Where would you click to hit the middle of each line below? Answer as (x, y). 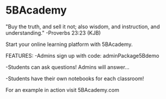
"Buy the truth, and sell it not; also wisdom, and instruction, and (83, 27)
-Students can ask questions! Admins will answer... (67, 67)
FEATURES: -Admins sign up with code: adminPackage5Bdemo (82, 55)
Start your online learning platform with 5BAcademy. (69, 44)
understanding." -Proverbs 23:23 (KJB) (53, 32)
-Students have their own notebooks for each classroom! (75, 78)
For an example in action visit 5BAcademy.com (62, 90)
